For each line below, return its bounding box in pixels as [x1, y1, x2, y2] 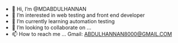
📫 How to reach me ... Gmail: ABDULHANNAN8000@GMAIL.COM [11, 31, 172, 37]
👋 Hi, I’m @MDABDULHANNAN [11, 6, 87, 12]
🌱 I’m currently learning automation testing [11, 18, 115, 24]
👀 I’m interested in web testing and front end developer [11, 12, 145, 19]
